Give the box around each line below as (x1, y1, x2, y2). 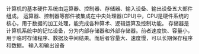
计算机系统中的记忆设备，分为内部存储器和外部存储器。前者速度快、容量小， (6, 27, 193, 34)
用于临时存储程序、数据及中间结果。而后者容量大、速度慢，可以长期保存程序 (6, 35, 193, 41)
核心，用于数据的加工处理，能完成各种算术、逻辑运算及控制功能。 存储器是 (6, 20, 190, 26)
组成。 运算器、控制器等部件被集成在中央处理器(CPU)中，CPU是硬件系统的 (6, 12, 190, 19)
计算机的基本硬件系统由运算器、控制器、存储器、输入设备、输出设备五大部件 (6, 5, 193, 12)
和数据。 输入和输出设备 (6, 42, 65, 49)
